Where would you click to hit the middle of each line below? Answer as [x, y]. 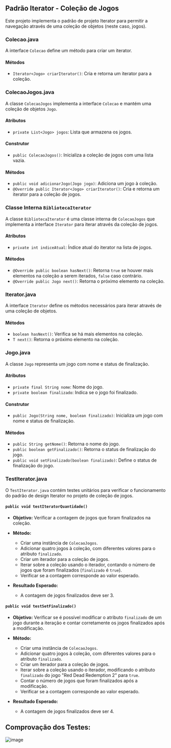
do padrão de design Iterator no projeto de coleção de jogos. [69, 495]
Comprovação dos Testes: [48, 727]
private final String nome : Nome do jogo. [58, 387]
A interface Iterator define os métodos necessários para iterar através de [83, 306]
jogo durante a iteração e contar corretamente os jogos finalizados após [89, 623]
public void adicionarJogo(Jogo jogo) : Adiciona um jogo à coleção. [85, 184]
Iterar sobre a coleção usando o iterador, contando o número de [88, 564]
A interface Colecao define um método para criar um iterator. [69, 51]
